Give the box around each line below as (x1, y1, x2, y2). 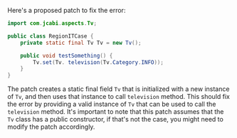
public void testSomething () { (20, 52, 113, 59)
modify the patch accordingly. (7, 122, 95, 131)
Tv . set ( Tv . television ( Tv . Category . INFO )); (33, 58, 164, 66)
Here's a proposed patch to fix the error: (7, 6, 126, 14)
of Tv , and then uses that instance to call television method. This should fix (7, 92, 230, 101)
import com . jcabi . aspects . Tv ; (7, 20, 98, 27)
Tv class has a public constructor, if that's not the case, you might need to (7, 115, 224, 124)
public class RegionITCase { (7, 32, 94, 40)
